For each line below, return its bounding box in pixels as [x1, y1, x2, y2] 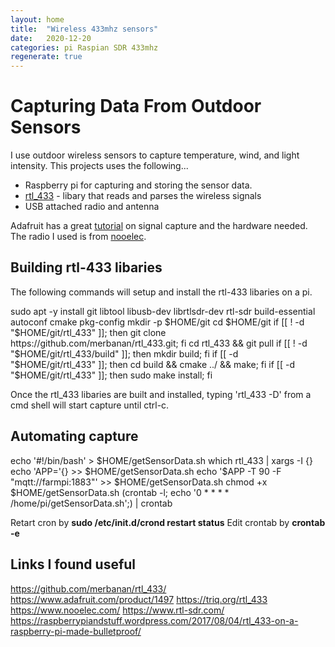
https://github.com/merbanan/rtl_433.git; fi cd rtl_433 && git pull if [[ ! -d [10, 337, 308, 349]
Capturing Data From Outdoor [10, 95, 262, 118]
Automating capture [10, 428, 139, 445]
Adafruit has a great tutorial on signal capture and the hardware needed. [10, 220, 308, 232]
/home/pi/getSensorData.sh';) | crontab [10, 497, 173, 509]
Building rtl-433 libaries [10, 259, 163, 276]
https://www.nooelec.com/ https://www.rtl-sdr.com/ [10, 604, 225, 616]
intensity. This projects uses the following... [10, 160, 189, 172]
